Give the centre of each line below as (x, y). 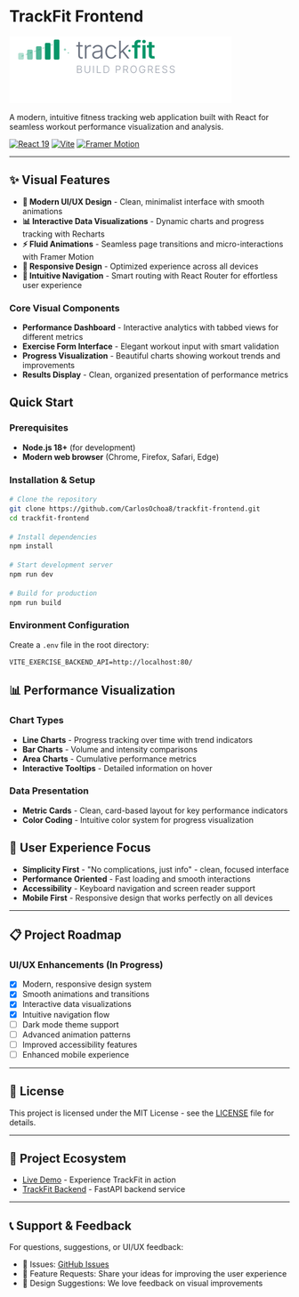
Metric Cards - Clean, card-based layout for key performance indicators (155, 810)
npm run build (36, 602)
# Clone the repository (53, 500)
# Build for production (53, 593)
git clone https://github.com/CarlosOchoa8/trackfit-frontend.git (135, 509)
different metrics (53, 337)
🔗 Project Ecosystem (68, 1159)
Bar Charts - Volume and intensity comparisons (110, 749)
